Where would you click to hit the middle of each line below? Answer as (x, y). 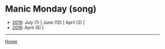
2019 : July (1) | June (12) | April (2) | (48, 22)
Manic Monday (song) (51, 9)
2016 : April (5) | (28, 27)
